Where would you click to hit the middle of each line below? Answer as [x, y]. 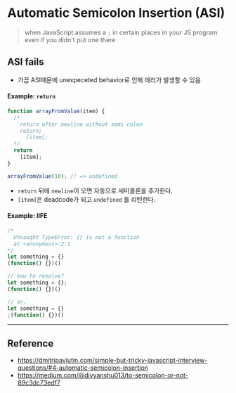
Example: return [32, 96]
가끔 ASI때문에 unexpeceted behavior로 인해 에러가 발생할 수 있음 [109, 79]
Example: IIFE [27, 216]
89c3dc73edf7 [39, 383]
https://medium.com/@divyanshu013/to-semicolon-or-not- [103, 375]
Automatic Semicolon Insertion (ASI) [116, 13]
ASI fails [26, 62]
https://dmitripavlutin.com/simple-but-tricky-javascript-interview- [112, 361]
